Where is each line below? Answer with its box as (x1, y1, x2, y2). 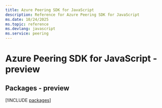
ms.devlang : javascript (5, 26, 56, 31)
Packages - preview (5, 84, 70, 92)
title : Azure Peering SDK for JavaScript (5, 7, 94, 13)
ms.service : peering (5, 31, 49, 36)
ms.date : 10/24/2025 (5, 17, 49, 22)
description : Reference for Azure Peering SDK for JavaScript (5, 12, 140, 17)
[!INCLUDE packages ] (5, 97, 51, 103)
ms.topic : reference (5, 21, 49, 27)
